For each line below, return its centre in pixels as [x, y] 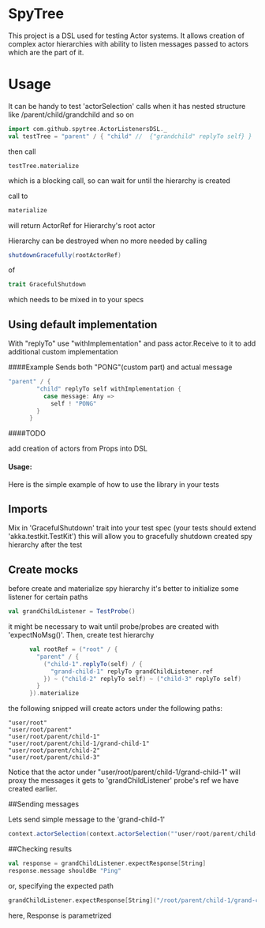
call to [18, 196]
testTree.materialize [44, 166]
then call [22, 152]
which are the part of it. [46, 52]
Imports [28, 509]
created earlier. [33, 789]
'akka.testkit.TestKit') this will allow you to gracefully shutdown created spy [130, 537]
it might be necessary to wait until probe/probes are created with [114, 627]
